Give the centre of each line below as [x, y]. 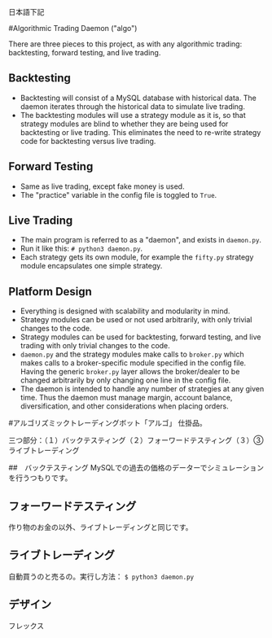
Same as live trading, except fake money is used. [102, 186]
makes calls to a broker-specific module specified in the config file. [133, 363]
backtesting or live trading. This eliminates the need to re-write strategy [140, 132]
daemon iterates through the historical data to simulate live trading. [133, 106]
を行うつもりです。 [40, 478]
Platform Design [50, 291]
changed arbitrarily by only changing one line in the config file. [125, 380]
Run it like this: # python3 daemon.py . [81, 249]
